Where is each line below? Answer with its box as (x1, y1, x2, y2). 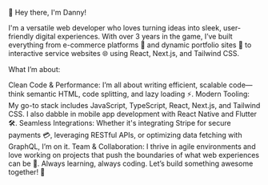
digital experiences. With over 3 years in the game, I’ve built (35, 32, 234, 41)
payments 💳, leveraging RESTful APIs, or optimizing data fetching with (8, 131, 242, 139)
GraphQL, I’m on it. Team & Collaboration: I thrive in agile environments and (8, 142, 256, 151)
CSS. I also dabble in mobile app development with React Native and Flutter (8, 109, 258, 119)
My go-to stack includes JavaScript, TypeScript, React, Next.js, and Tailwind (8, 101, 261, 110)
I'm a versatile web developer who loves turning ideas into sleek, (8, 23, 222, 32)
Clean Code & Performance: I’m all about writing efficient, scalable (8, 80, 227, 90)
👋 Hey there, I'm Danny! (8, 8, 86, 17)
